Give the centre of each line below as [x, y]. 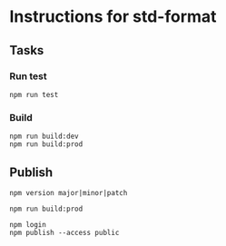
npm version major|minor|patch [69, 192]
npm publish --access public [64, 232]
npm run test [34, 94]
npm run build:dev [44, 137]
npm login [28, 224]
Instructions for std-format [113, 17]
